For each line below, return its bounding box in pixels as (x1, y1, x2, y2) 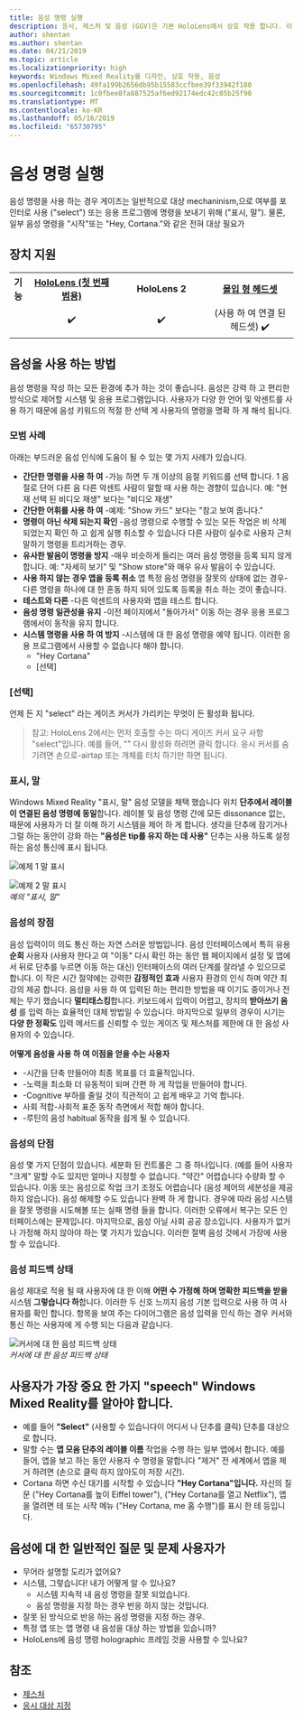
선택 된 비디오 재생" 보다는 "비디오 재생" (32, 493, 173, 504)
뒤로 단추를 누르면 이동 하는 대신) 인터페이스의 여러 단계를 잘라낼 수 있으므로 (18, 961, 287, 971)
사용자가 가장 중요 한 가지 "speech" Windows (9, 1379, 256, 1394)
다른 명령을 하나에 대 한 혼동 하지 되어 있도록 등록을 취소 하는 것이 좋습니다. (22, 583, 287, 594)
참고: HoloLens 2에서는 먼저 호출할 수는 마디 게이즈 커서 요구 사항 (31, 728, 264, 739)
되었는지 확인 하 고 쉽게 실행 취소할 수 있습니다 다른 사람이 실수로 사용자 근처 (22, 527, 292, 538)
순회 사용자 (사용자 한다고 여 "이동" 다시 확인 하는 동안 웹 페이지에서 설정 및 (9, 950, 274, 961)
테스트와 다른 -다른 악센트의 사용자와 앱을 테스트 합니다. (22, 595, 219, 606)
